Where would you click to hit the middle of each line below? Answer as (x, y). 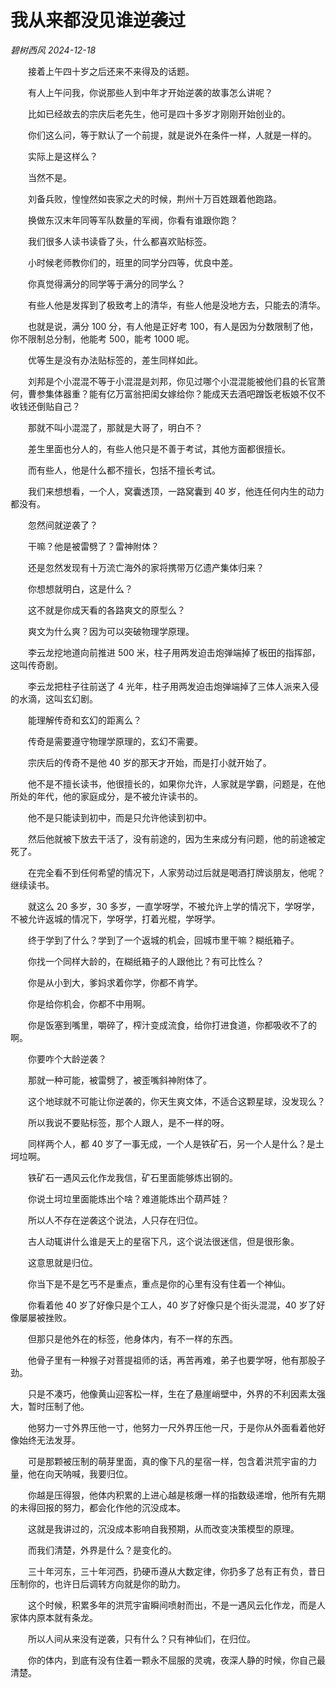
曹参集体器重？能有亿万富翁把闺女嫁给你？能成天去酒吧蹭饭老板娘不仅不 (176, 393)
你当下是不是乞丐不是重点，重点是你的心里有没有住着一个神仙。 (159, 1283)
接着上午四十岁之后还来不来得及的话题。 (111, 71)
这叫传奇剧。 (36, 665)
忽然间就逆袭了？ (62, 525)
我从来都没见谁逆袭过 (98, 20)
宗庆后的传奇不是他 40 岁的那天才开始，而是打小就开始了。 (149, 762)
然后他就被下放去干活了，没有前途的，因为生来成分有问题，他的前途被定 (176, 838)
